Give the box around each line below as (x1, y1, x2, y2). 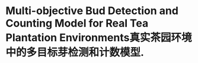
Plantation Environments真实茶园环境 (5, 31, 192, 45)
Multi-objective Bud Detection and (5, 4, 179, 18)
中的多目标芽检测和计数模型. (5, 46, 145, 59)
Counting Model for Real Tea (5, 16, 149, 30)
